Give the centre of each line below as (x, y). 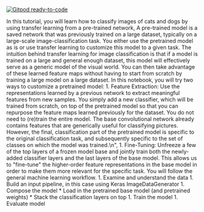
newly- (180, 151)
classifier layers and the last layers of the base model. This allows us (110, 158)
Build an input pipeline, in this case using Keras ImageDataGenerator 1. (96, 184)
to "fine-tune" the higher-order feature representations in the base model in (102, 165)
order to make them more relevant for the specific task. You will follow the (100, 171)
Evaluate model (26, 203)
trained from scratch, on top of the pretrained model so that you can (93, 106)
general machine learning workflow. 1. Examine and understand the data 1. (100, 177)
